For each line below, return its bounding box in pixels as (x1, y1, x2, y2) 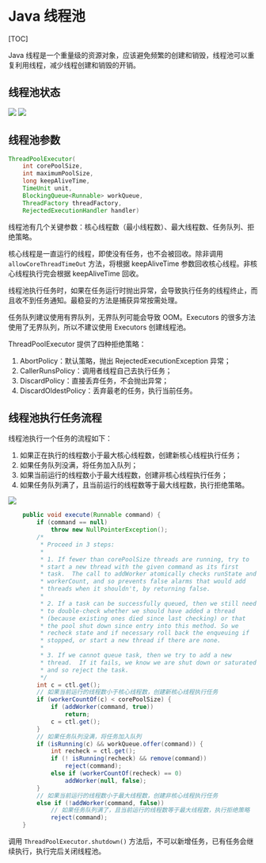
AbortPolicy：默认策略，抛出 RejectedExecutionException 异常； (19, 356, 231, 365)
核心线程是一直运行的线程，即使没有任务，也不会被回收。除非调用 (8, 248, 223, 258)
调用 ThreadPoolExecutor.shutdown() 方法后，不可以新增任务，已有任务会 (8, 837, 247, 846)
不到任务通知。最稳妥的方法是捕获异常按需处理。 (21, 295, 182, 305)
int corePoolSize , (22, 162, 83, 171)
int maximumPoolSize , (22, 170, 93, 178)
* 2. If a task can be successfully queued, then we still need (40, 599, 257, 607)
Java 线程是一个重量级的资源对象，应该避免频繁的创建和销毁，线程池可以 (8, 50, 248, 60)
